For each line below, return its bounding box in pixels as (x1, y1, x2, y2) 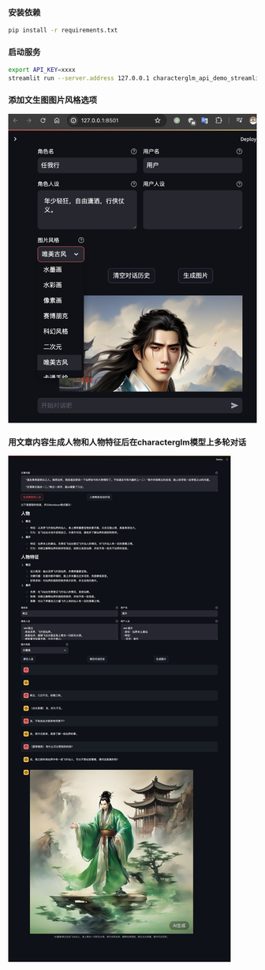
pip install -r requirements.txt (8, 26, 118, 35)
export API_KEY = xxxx (8, 66, 77, 74)
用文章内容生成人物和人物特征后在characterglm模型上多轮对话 (8, 437, 247, 448)
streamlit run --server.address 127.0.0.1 (8, 74, 150, 82)
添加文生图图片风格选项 (8, 95, 97, 106)
